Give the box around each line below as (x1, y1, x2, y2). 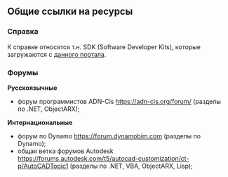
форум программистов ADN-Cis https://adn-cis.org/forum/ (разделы (17, 97, 221, 105)
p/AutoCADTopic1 (17, 162, 69, 170)
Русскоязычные (7, 84, 58, 92)
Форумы (7, 67, 39, 77)
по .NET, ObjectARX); (17, 105, 80, 113)
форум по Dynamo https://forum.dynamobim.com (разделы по (17, 131, 201, 140)
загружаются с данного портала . (7, 50, 107, 58)
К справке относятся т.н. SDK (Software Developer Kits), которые (7, 42, 201, 51)
